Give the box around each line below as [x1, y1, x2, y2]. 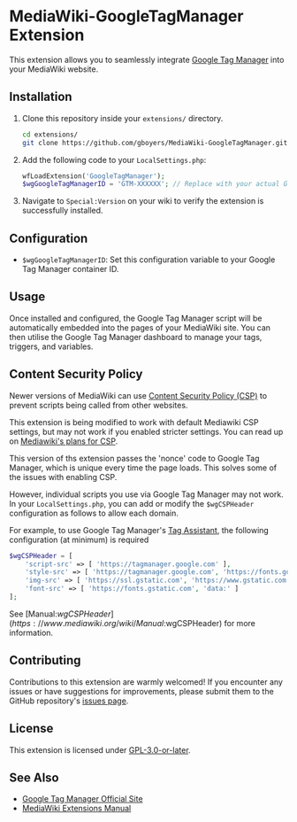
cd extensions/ [21, 130, 79, 139]
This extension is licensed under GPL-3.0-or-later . [9, 744, 192, 755]
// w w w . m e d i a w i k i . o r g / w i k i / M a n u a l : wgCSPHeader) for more [37, 617, 256, 628]
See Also [9, 770, 59, 785]
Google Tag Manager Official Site [21, 794, 143, 804]
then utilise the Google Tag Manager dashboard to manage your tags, [9, 331, 263, 342]
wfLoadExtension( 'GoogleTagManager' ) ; [21, 171, 165, 181]
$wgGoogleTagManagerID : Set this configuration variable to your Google [21, 254, 276, 265]
